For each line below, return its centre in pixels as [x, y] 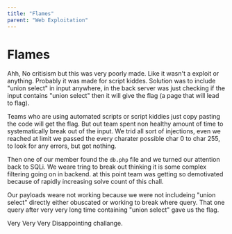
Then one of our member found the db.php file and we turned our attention [114, 160]
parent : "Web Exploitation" [48, 20]
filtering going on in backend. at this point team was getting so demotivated [115, 174]
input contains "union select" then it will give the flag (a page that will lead [113, 96]
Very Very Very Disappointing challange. [65, 224]
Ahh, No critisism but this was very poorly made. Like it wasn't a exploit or [113, 74]
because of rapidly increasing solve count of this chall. [85, 182]
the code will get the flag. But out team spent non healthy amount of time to [115, 124]
